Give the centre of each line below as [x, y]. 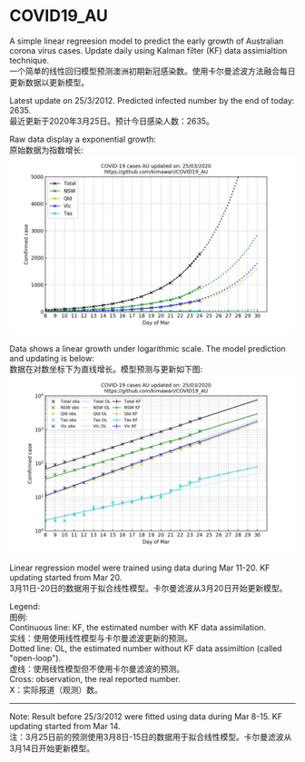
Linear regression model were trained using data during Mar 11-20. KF [140, 568]
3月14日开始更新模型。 [52, 748]
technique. [30, 60]
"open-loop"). [35, 658]
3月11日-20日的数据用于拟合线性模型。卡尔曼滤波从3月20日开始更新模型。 [148, 588]
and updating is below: [52, 358]
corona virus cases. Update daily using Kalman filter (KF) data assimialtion [148, 50]
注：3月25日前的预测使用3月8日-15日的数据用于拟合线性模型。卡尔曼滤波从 [151, 737]
